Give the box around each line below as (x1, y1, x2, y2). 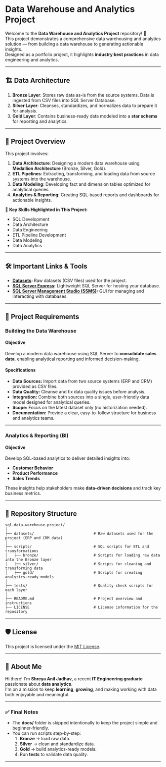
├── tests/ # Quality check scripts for (5, 583, 154, 588)
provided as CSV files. (12, 383, 58, 389)
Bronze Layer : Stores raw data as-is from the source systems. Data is (12, 92, 155, 98)
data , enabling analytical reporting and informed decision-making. (5, 356, 140, 362)
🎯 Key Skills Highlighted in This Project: (5, 207, 88, 213)
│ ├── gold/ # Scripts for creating (5, 570, 142, 575)
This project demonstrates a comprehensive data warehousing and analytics (5, 36, 161, 42)
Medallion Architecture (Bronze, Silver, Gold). (12, 165, 107, 171)
